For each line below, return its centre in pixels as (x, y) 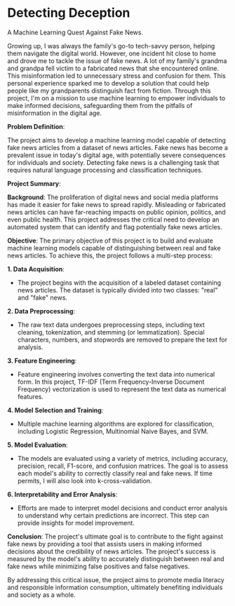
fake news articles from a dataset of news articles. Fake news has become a (117, 147)
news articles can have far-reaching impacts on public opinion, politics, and (116, 212)
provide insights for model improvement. (76, 523)
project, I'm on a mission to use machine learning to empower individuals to (116, 98)
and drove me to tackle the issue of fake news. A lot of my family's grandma (117, 60)
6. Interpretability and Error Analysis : (62, 494)
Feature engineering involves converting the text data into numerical (116, 374)
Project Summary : (34, 183)
